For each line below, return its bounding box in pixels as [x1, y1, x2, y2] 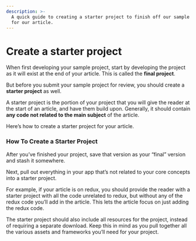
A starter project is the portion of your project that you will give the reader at [6, 99, 190, 106]
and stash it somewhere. [6, 157, 66, 164]
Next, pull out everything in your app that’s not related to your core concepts [6, 168, 190, 175]
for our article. [11, 19, 54, 25]
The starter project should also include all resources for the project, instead [6, 216, 188, 223]
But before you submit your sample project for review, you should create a [6, 81, 185, 88]
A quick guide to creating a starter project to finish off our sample [11, 14, 190, 20]
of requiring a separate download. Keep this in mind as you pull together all [6, 222, 187, 229]
